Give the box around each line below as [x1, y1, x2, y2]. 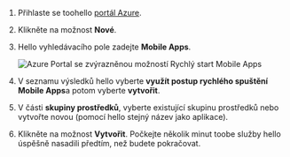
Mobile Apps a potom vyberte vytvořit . [17, 86, 161, 95]
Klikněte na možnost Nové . [17, 25, 117, 34]
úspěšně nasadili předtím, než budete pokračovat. [17, 138, 201, 148]
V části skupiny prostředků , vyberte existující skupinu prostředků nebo [17, 102, 279, 113]
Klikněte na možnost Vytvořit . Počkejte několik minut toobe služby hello [17, 129, 281, 139]
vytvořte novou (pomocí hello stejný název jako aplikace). [17, 112, 229, 122]
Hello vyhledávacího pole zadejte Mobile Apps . [17, 41, 192, 52]
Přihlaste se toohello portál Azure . [17, 8, 142, 18]
